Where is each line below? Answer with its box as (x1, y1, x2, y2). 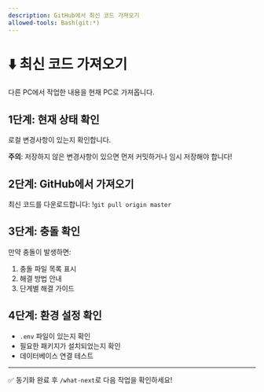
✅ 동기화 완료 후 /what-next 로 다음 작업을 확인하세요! (8, 375, 173, 384)
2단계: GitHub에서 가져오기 (8, 177, 134, 190)
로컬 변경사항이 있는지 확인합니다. (8, 135, 112, 145)
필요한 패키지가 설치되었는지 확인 (19, 341, 121, 350)
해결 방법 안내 (19, 273, 62, 283)
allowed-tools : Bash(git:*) (8, 19, 101, 27)
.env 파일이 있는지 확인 (19, 331, 91, 341)
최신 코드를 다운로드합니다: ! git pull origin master (8, 200, 171, 209)
